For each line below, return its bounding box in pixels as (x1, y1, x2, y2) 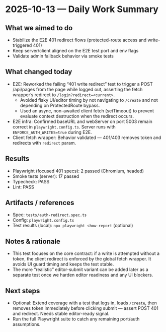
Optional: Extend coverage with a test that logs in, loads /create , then (12, 300, 157, 306)
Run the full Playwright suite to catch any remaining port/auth (12, 316, 140, 322)
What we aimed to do (5, 24, 73, 32)
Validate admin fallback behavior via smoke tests (12, 53, 114, 59)
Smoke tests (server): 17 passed (12, 173, 79, 179)
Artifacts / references (5, 198, 74, 207)
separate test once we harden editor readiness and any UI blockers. (12, 272, 153, 278)
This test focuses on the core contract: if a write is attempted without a (12, 250, 160, 256)
